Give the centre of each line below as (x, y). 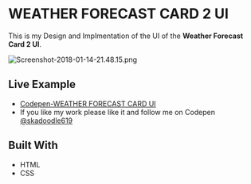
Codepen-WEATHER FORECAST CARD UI (88, 103)
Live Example (42, 84)
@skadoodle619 (46, 121)
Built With (33, 146)
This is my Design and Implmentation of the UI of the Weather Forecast (126, 36)
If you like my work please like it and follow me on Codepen (117, 112)
